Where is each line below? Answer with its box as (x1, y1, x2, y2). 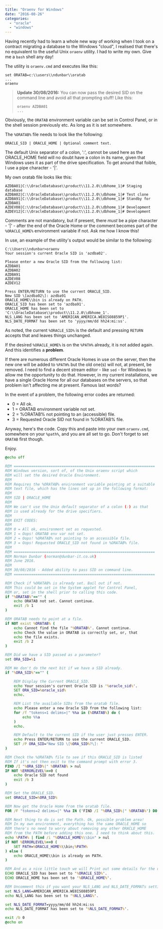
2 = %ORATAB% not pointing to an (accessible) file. (12, 411, 115, 417)
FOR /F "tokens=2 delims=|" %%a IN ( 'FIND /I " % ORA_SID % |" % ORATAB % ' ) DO (5, 808, 158, 813)
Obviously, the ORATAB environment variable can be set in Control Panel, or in (5, 117, 158, 123)
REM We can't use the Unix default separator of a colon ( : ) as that (5, 504, 149, 509)
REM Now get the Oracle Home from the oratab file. (5, 804, 112, 809)
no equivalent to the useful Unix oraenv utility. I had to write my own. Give (5, 49, 152, 55)
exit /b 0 (5, 915, 25, 920)
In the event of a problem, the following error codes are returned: (5, 391, 135, 398)
